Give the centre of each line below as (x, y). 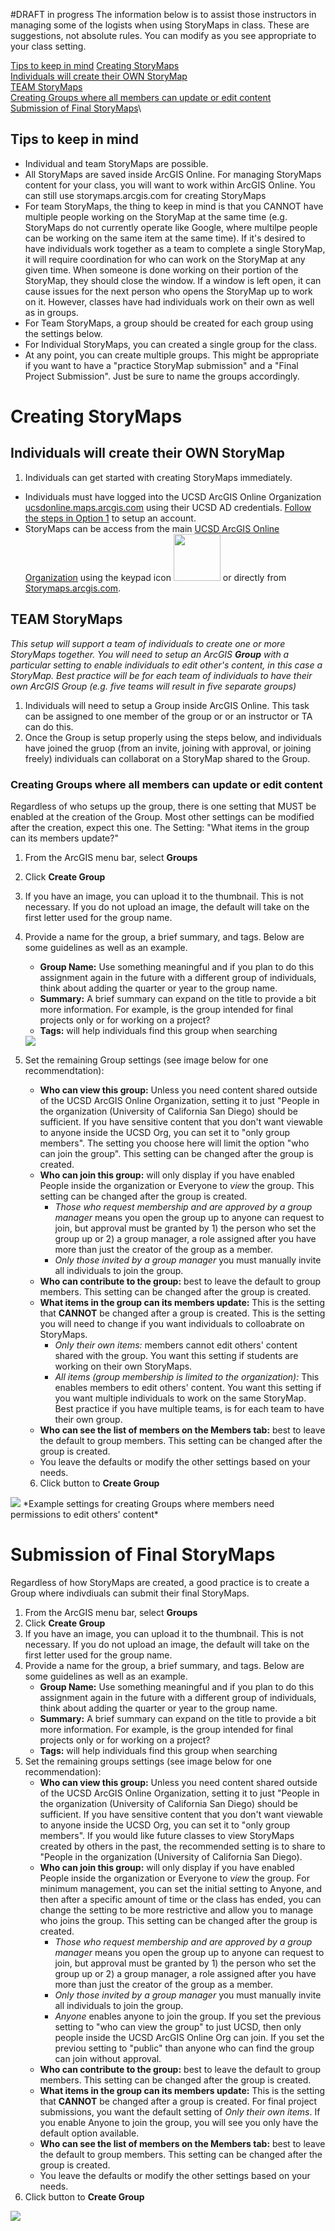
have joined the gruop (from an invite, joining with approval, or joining (168, 748)
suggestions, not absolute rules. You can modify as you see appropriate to (163, 35)
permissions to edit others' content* (84, 1514)
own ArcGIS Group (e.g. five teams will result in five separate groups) (153, 686)
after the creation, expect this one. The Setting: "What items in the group (160, 827)
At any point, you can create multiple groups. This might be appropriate (172, 355)
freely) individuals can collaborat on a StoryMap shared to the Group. (167, 758)
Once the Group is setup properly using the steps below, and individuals (173, 737)
